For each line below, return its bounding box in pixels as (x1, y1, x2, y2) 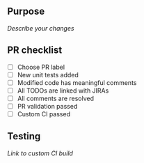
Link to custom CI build (7, 149, 73, 157)
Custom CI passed (17, 110, 71, 118)
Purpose (7, 6, 45, 17)
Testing (7, 130, 41, 142)
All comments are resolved (17, 94, 95, 102)
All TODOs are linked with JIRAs (17, 86, 109, 95)
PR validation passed (17, 102, 78, 110)
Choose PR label (17, 63, 65, 71)
